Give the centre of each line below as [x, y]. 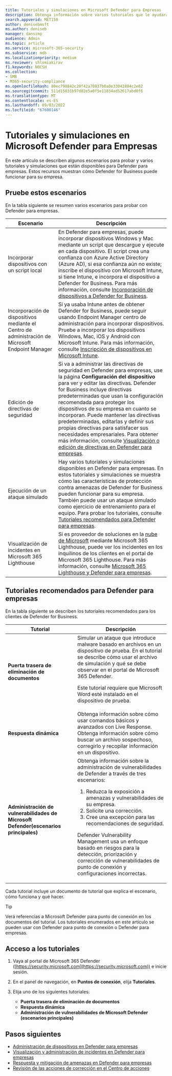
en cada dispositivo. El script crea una [104, 251]
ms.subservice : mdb [26, 53]
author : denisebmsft [27, 24]
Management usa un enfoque [113, 841]
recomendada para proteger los [96, 402]
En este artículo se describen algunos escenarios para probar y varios [79, 160]
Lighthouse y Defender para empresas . [105, 573]
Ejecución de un [27, 491]
